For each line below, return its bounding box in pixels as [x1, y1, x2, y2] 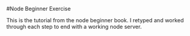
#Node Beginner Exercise [6, 5, 71, 12]
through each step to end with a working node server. [6, 23, 142, 30]
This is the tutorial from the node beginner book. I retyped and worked [6, 17, 184, 23]
